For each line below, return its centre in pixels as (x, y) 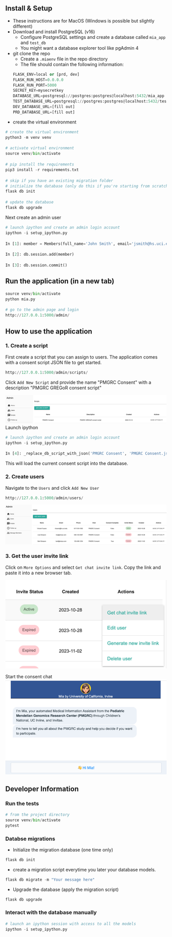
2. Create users (25, 477)
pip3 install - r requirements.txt (42, 170)
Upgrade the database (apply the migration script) (66, 889)
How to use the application (49, 331)
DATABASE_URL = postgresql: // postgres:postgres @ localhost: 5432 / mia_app (89, 96)
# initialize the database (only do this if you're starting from (78, 186)
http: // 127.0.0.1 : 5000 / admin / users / (44, 498)
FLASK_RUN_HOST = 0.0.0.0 (38, 80)
